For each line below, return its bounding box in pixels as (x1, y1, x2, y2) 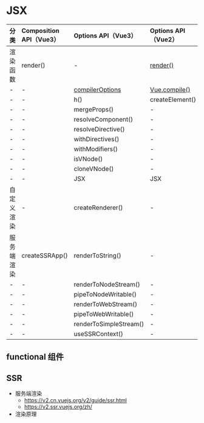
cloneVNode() (73, 164, 114, 173)
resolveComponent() (73, 115, 134, 124)
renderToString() (73, 251, 121, 259)
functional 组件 (6, 352, 64, 362)
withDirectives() (73, 135, 120, 143)
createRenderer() (73, 203, 123, 212)
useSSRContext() (73, 329, 123, 338)
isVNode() (73, 155, 103, 163)
